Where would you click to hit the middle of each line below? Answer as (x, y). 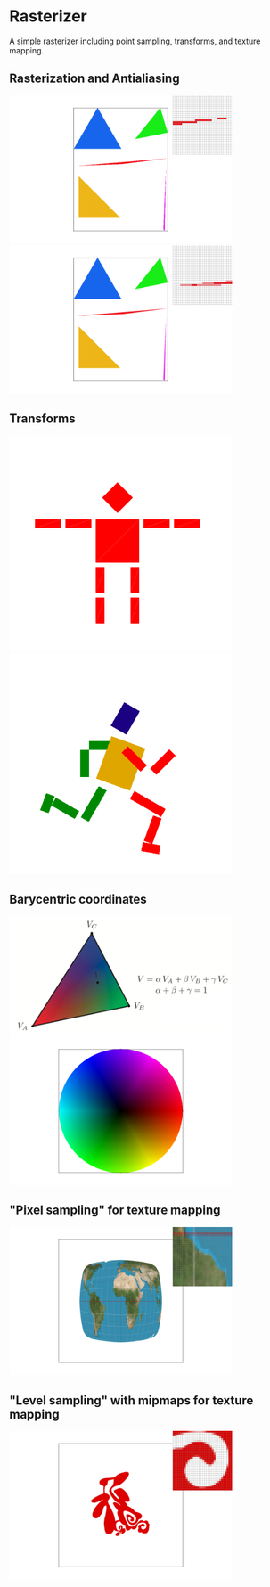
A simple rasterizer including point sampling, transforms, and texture (135, 41)
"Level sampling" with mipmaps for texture (131, 1400)
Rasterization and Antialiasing (94, 79)
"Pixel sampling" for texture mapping (115, 1211)
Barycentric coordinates (78, 899)
